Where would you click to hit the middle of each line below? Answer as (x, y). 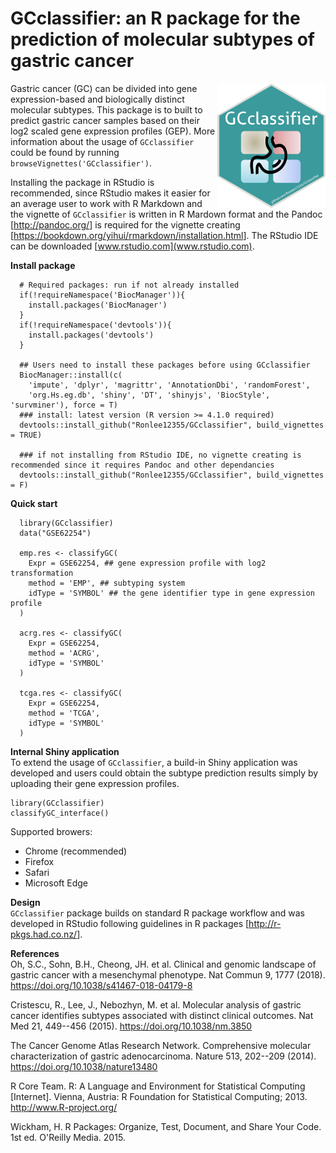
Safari (37, 872)
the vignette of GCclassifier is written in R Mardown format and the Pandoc (166, 214)
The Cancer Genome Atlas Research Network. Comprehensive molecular (161, 1045)
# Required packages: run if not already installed (129, 285)
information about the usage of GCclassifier (102, 141)
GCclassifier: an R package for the (155, 18)
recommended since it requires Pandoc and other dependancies (142, 465)
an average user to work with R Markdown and (106, 203)
